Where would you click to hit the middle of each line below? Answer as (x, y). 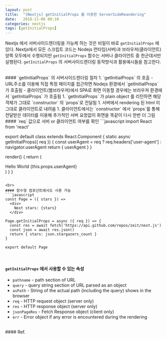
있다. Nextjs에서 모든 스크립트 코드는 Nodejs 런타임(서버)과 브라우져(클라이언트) (83, 49)
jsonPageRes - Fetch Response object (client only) (63, 312)
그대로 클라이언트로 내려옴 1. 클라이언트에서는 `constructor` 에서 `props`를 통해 (83, 109)
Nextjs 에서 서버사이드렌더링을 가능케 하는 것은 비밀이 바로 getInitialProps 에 (82, 43)
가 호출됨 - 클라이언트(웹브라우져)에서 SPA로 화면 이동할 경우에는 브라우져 (77, 90)
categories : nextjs (25, 24)
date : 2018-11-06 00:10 (32, 19)
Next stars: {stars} (35, 208)
